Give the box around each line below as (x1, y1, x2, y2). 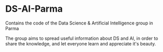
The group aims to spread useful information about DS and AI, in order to (5, 35, 158, 41)
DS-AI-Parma (5, 3, 63, 15)
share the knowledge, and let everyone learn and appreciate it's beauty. (5, 40, 156, 46)
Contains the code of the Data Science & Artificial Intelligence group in (5, 20, 153, 26)
